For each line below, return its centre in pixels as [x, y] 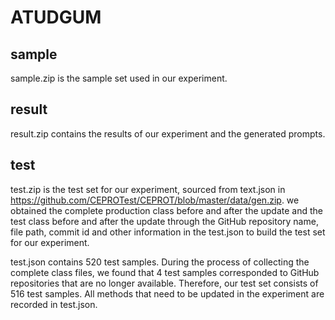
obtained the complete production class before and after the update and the [166, 210]
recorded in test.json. [54, 304]
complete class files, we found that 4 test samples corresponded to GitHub [165, 272]
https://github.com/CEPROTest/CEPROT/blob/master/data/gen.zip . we [155, 200]
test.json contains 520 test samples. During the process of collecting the [160, 262]
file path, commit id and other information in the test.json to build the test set [168, 232]
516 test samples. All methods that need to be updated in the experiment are [167, 293]
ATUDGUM [56, 17]
